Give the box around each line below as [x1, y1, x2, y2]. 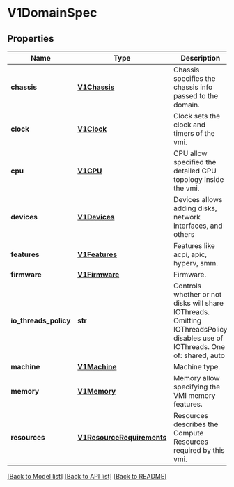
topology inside [173, 175, 224, 184]
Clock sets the [173, 111, 221, 121]
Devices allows [173, 195, 223, 204]
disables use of [173, 333, 224, 343]
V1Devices [77, 212, 115, 222]
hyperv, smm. [173, 258, 218, 268]
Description [180, 54, 221, 63]
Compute [173, 428, 204, 438]
